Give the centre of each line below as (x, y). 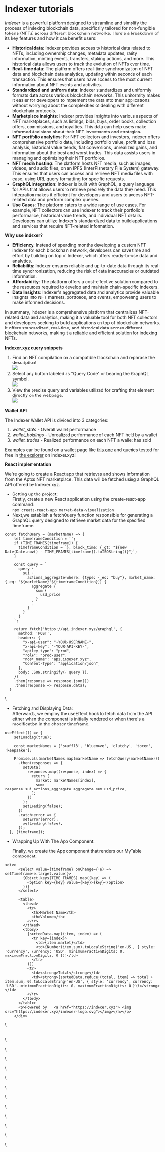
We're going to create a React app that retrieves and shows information (78, 474)
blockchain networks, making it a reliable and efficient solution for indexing (81, 333)
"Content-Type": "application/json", (61, 663)
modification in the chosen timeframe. (51, 724)
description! (24, 362)
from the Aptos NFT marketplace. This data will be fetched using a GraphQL (82, 479)
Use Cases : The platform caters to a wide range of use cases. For (79, 205)
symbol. (20, 379)
